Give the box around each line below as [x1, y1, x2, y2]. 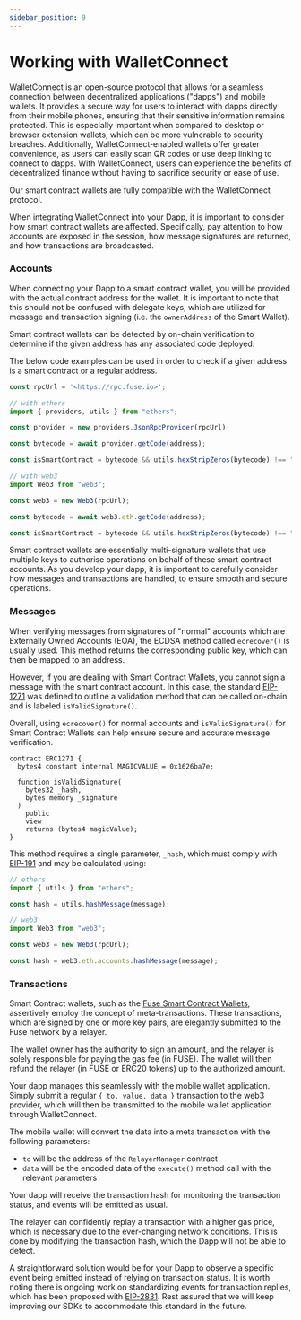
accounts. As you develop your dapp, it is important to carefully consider [9, 564, 278, 575]
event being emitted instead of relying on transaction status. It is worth [9, 1272, 271, 1283]
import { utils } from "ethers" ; [9, 883, 134, 892]
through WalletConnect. [9, 1109, 97, 1120]
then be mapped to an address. [9, 654, 125, 664]
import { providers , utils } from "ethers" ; [9, 407, 178, 416]
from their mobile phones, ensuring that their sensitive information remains [9, 109, 285, 121]
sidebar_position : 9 [9, 13, 87, 22]
